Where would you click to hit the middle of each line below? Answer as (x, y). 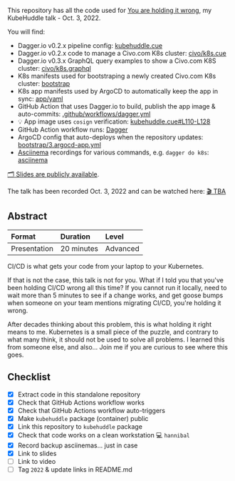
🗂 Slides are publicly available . (53, 174)
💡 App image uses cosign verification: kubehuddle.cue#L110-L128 (114, 122)
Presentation (32, 248)
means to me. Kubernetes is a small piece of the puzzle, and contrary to (113, 332)
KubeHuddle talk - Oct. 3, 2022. (54, 18)
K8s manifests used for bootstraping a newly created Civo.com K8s (117, 76)
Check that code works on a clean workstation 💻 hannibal (104, 435)
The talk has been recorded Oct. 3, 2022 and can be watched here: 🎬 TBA (117, 191)
